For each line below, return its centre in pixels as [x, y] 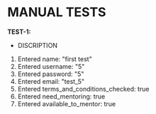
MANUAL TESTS [57, 12]
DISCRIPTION [38, 45]
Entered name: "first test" [55, 59]
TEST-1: [19, 32]
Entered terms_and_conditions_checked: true [83, 89]
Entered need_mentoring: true [61, 96]
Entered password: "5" [51, 74]
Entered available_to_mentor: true [67, 103]
